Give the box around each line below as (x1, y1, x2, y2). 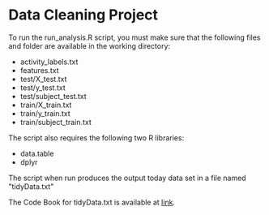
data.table (19, 148, 54, 158)
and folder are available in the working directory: (8, 41, 171, 50)
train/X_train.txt (19, 100, 72, 110)
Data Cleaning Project (8, 6, 159, 24)
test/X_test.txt (19, 74, 67, 84)
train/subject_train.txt (19, 117, 92, 127)
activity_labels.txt (19, 57, 79, 67)
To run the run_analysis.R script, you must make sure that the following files (8, 32, 261, 42)
